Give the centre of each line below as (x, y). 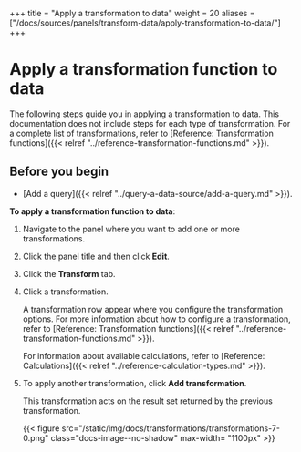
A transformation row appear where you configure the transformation (153, 309)
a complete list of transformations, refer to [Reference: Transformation (141, 133)
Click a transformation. (66, 292)
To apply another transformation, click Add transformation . (135, 383)
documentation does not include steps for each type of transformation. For (150, 123)
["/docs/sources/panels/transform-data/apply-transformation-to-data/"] (145, 23)
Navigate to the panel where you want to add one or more (131, 229)
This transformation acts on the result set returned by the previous (148, 401)
